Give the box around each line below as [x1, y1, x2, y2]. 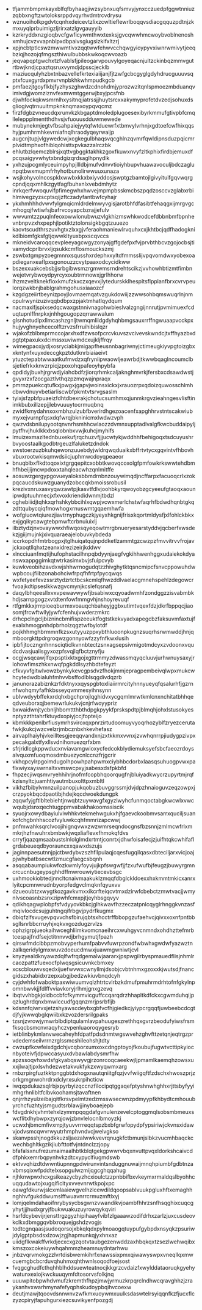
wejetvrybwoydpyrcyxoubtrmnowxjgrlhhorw [12, 271, 124, 278]
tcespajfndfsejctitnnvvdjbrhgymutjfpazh [12, 933, 114, 940]
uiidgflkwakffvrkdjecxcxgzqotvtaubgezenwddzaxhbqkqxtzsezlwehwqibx [12, 1238, 195, 1245]
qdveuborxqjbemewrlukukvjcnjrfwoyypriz [12, 699, 117, 707]
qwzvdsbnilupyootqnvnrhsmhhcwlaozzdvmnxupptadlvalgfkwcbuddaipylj [12, 421, 196, 428]
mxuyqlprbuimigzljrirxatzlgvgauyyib [12, 24, 103, 32]
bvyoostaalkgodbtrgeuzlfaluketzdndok [12, 440, 109, 447]
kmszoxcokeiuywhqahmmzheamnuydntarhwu [12, 1245, 128, 1251]
